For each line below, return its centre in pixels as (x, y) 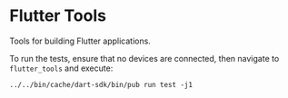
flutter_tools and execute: (61, 68)
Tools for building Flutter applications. (80, 41)
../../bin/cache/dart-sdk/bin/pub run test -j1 (101, 84)
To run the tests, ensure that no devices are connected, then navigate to (144, 58)
